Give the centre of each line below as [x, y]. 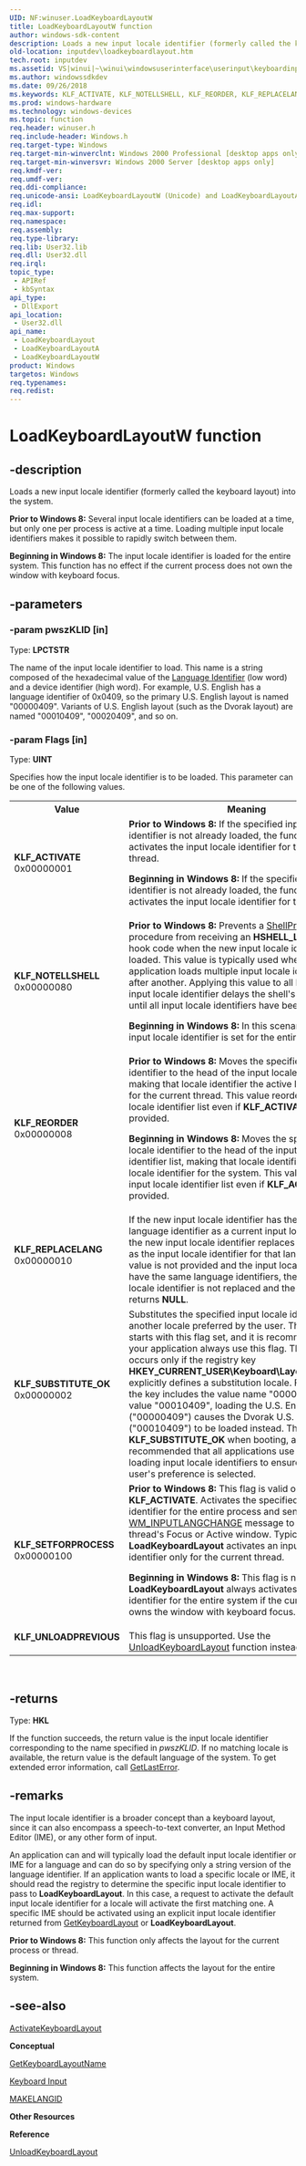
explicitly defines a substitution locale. [210, 1383]
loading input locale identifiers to [199, 1463]
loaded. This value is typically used [204, 960]
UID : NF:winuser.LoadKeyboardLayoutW [81, 18]
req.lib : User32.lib [49, 247]
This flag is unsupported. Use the [200, 1636]
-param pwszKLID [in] [59, 630]
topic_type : [32, 273]
